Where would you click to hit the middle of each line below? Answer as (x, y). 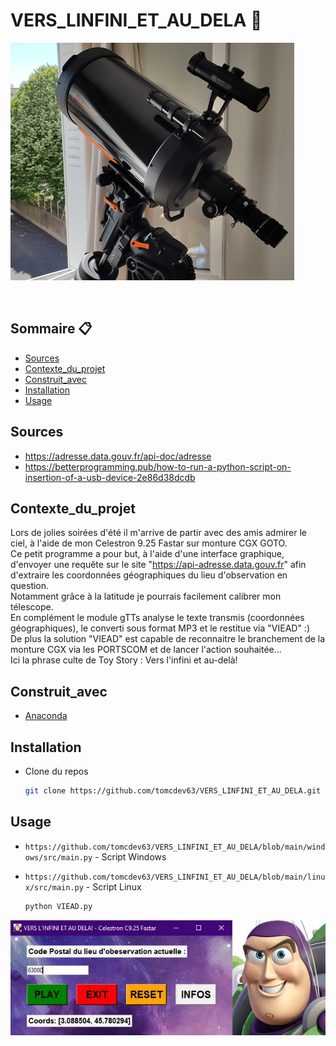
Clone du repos (56, 771)
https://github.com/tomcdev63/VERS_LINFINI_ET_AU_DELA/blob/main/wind (175, 847)
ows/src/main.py (58, 857)
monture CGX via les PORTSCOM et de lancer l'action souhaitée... (146, 650)
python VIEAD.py (58, 906)
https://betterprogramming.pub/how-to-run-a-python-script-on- (158, 466)
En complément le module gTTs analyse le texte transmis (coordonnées (157, 618)
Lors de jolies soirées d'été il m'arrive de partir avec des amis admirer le (159, 533)
